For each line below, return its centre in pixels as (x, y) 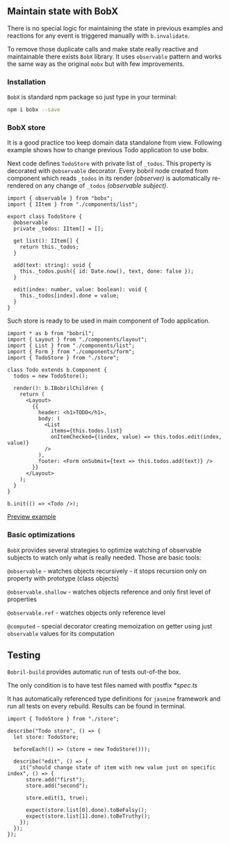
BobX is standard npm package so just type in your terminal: (92, 97)
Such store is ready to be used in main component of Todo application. (109, 321)
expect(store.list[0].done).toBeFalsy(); (87, 810)
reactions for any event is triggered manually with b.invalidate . (98, 35)
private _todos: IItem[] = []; (59, 229)
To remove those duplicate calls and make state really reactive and (103, 49)
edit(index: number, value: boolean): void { (81, 290)
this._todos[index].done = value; (69, 296)
